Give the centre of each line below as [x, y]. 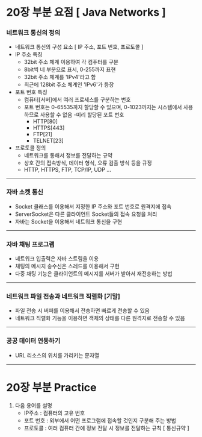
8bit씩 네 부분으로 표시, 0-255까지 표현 [70, 69]
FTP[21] [43, 134]
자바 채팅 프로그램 [31, 244]
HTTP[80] [45, 122]
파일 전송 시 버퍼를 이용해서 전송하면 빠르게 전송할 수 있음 [82, 310]
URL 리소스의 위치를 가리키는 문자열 [57, 355]
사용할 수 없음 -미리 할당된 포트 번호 [82, 115]
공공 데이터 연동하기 [33, 341]
